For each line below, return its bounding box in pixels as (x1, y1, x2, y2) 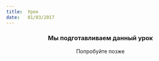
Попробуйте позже (76, 47, 125, 54)
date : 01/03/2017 (6, 14, 55, 20)
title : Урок (6, 8, 39, 15)
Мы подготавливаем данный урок (47, 34, 154, 42)
